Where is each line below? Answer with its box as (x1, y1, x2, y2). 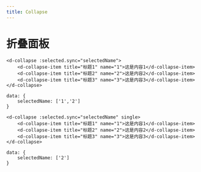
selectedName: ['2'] (17, 154, 70, 161)
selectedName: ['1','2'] (17, 98, 81, 104)
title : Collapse (6, 9, 48, 15)
